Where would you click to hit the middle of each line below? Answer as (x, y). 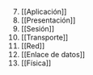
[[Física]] (36, 63)
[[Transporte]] (44, 37)
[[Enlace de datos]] (53, 54)
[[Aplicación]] (44, 12)
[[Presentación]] (48, 20)
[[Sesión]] (38, 29)
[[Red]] (33, 46)
